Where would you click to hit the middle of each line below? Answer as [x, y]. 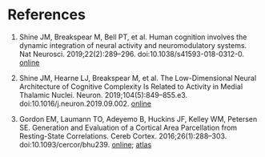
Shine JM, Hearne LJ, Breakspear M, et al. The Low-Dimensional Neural [138, 78]
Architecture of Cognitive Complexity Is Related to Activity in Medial [131, 87]
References [46, 15]
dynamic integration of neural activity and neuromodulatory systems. [133, 45]
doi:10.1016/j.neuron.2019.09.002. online [85, 103]
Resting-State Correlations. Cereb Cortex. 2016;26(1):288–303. [123, 136]
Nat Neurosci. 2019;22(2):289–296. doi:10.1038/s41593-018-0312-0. [132, 54]
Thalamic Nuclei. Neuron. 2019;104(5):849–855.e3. [103, 95]
